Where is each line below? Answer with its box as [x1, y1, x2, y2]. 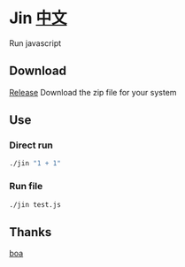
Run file [9, 180, 43, 193]
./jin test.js [9, 200, 62, 209]
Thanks [9, 225, 52, 240]
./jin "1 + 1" [9, 159, 62, 168]
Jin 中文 [9, 8, 68, 28]
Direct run [9, 139, 53, 151]
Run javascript [9, 37, 62, 49]
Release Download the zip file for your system [9, 87, 177, 97]
